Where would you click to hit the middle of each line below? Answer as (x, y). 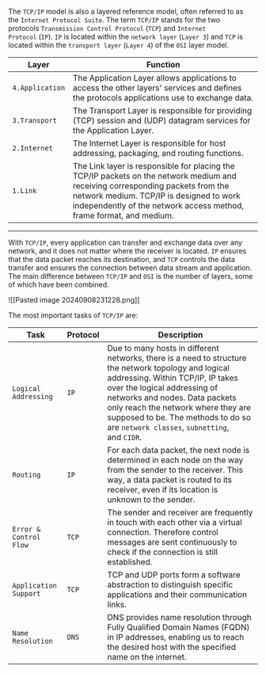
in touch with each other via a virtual (175, 522)
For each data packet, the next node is (179, 450)
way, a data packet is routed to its (169, 480)
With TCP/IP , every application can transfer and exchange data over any (125, 242)
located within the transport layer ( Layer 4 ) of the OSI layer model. (119, 45)
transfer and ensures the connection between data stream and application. (130, 268)
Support (27, 593)
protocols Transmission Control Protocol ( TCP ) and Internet (107, 28)
